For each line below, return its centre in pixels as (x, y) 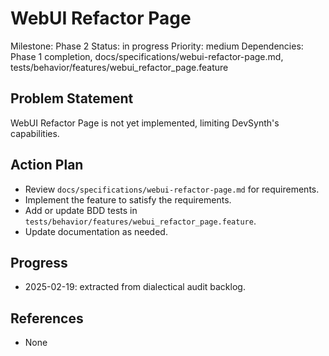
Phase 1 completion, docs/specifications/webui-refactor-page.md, (147, 56)
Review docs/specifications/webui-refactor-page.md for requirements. (172, 189)
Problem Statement (72, 98)
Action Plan (47, 165)
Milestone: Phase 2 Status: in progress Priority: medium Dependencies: (157, 46)
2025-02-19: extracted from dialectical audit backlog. (135, 287)
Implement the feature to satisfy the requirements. (128, 199)
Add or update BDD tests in (81, 210)
